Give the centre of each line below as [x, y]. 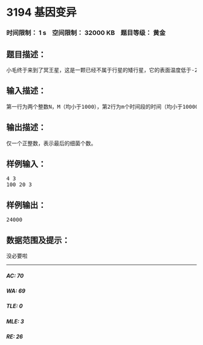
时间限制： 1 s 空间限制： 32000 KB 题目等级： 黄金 [86, 33]
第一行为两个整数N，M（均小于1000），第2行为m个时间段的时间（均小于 [95, 107]
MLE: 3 [15, 321]
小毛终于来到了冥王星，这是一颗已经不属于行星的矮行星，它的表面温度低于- [101, 70]
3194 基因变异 [41, 12]
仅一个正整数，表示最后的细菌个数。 [51, 143]
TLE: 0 [14, 306]
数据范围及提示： [38, 240]
